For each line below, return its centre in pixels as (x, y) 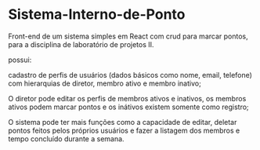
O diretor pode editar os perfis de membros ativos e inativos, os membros (127, 98)
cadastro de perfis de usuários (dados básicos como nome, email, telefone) (130, 75)
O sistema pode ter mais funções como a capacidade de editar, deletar (123, 122)
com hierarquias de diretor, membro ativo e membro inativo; (105, 83)
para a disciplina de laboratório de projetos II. (81, 44)
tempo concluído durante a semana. (66, 138)
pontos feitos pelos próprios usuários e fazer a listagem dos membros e (124, 130)
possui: (20, 60)
